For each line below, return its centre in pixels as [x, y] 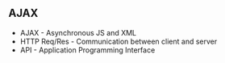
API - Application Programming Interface [87, 50]
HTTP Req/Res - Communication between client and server [119, 41]
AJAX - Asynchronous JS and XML [78, 32]
